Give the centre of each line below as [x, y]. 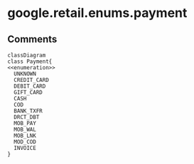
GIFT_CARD [28, 93]
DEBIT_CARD [30, 86]
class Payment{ [30, 61]
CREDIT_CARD [32, 80]
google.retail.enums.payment [97, 13]
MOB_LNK [25, 136]
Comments [32, 39]
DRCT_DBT [27, 117]
